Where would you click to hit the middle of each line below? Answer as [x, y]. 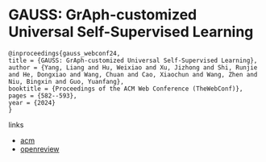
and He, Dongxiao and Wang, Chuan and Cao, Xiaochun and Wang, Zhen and [133, 74]
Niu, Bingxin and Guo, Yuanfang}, [66, 81]
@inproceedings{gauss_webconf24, [64, 53]
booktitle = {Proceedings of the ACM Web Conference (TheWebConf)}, [126, 89]
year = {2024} [32, 102]
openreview [39, 149]
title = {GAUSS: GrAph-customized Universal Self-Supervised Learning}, [133, 60]
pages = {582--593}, [43, 96]
